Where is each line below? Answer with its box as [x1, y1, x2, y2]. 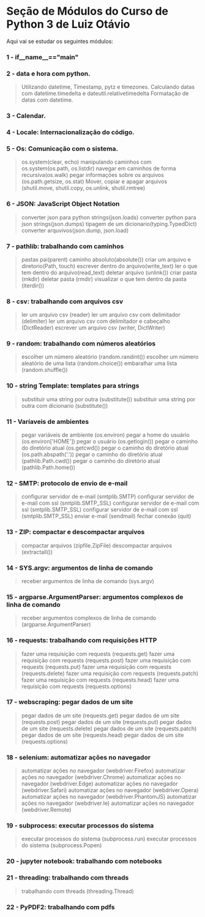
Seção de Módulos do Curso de [6, 4, 169, 18]
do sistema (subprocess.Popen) [21, 842, 102, 849]
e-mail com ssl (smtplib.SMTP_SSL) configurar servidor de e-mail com [21, 499, 199, 507]
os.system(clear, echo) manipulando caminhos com [21, 158, 152, 166]
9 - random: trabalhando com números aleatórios [6, 339, 156, 348]
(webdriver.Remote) [21, 806, 72, 813]
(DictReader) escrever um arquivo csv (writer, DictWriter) [21, 324, 165, 331]
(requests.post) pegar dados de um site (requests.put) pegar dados [21, 718, 192, 725]
